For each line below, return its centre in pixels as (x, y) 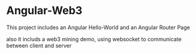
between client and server (39, 46)
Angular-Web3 (45, 11)
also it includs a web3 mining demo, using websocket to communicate (94, 39)
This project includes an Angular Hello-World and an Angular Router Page (98, 27)
